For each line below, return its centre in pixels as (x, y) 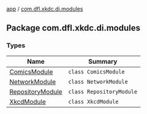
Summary (103, 61)
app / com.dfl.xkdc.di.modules (45, 9)
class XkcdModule (93, 101)
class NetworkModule (98, 82)
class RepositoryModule (103, 92)
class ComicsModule (96, 72)
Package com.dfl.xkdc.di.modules (73, 28)
